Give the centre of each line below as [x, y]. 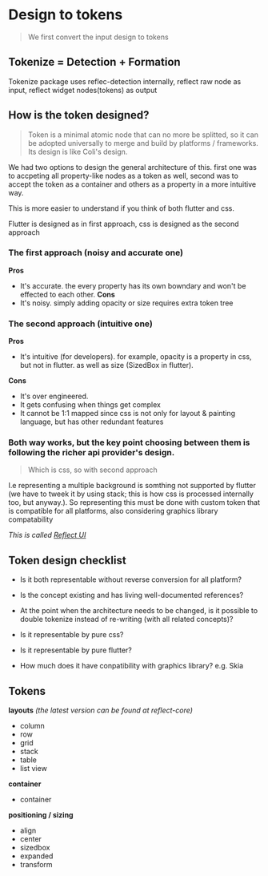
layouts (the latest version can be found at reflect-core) [101, 710]
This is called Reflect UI [47, 535]
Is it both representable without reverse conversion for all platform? [131, 579]
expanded [36, 856]
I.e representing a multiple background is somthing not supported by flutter [132, 486]
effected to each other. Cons [68, 294]
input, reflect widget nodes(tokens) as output [83, 90]
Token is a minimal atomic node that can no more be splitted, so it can [143, 135]
